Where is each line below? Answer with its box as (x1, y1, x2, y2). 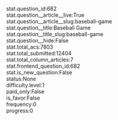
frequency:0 (6, 101, 37, 107)
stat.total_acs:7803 (6, 43, 53, 50)
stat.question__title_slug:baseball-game (6, 31, 104, 38)
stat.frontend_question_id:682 (6, 62, 81, 70)
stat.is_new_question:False (6, 69, 72, 76)
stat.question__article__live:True (6, 11, 85, 19)
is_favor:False (6, 94, 40, 101)
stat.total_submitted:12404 (6, 50, 72, 56)
